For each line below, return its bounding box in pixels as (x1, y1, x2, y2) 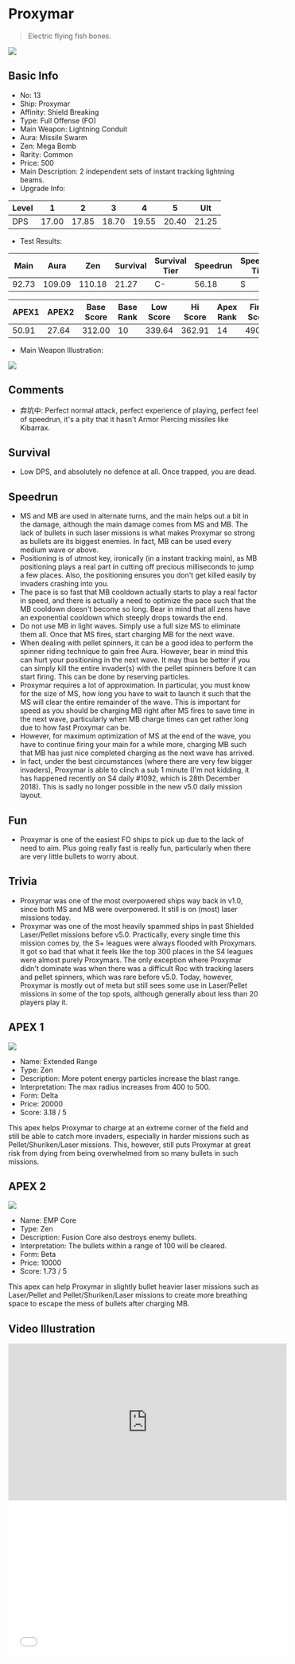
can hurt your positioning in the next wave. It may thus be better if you (19, 655, 250, 665)
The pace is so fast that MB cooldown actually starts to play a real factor (19, 587, 258, 597)
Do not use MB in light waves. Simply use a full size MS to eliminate (19, 621, 241, 631)
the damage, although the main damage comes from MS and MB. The (19, 519, 249, 530)
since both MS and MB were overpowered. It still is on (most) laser (19, 904, 239, 914)
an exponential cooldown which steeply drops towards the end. (19, 613, 228, 622)
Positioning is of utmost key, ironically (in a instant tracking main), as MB (19, 554, 258, 563)
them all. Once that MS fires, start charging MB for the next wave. (19, 630, 235, 640)
